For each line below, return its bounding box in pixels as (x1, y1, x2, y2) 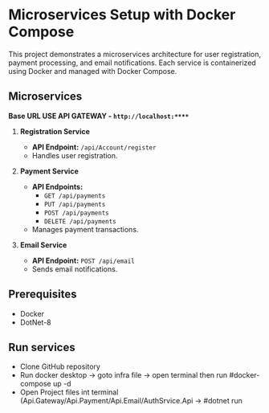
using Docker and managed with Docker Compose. (8, 66, 177, 76)
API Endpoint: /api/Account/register (31, 142, 157, 152)
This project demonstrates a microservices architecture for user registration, (8, 49, 262, 59)
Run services (8, 340, 75, 354)
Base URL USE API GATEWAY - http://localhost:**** (8, 111, 190, 121)
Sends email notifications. (31, 264, 118, 274)
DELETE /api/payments (43, 217, 116, 226)
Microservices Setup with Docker (8, 6, 236, 24)
